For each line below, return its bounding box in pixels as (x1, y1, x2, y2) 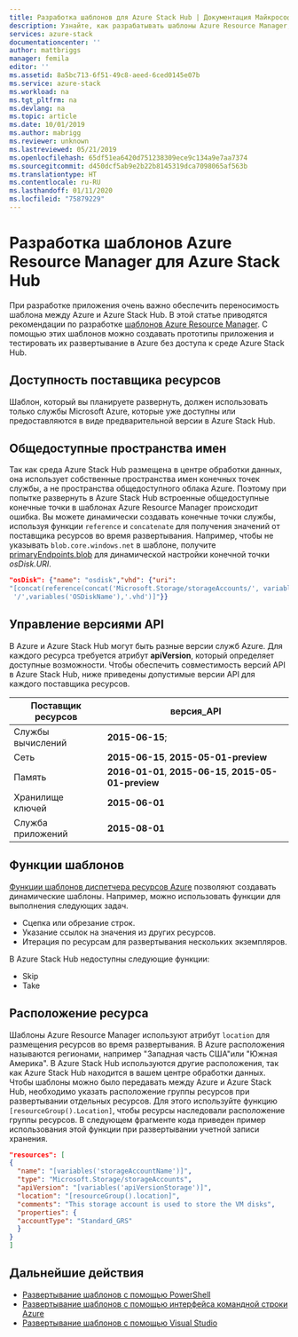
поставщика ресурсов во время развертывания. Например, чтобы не (9, 530, 274, 542)
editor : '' (9, 63, 50, 72)
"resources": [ (9, 1151, 66, 1159)
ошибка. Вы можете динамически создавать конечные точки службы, (9, 511, 277, 522)
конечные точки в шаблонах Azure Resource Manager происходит (9, 502, 259, 513)
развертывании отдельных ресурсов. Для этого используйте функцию (9, 1096, 278, 1106)
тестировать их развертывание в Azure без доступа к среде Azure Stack (9, 337, 286, 348)
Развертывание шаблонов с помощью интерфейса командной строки (21, 1298, 288, 1309)
